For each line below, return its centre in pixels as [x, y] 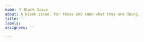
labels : [13, 23]
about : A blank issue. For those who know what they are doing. [72, 14]
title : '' [15, 19]
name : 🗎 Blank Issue [27, 10]
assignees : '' [20, 28]
